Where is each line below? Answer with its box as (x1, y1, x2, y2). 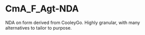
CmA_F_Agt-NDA (5, 3, 79, 14)
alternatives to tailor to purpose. (5, 24, 72, 30)
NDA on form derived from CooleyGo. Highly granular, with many (5, 19, 140, 25)
